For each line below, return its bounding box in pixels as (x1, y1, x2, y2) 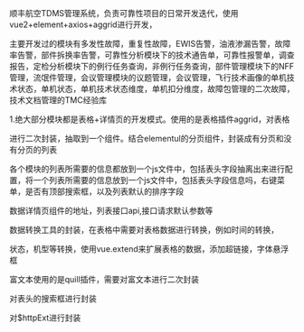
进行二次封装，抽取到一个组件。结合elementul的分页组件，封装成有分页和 (9, 134, 284, 143)
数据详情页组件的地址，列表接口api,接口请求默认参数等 (9, 206, 214, 216)
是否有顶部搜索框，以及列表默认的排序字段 (24, 186, 184, 197)
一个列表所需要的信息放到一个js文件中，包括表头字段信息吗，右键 (33, 175, 278, 185)
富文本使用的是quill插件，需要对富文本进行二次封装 (9, 274, 200, 284)
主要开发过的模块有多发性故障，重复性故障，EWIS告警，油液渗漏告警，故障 (9, 39, 291, 49)
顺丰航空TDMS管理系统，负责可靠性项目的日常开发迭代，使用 (9, 8, 239, 18)
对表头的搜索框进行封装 (9, 293, 97, 304)
